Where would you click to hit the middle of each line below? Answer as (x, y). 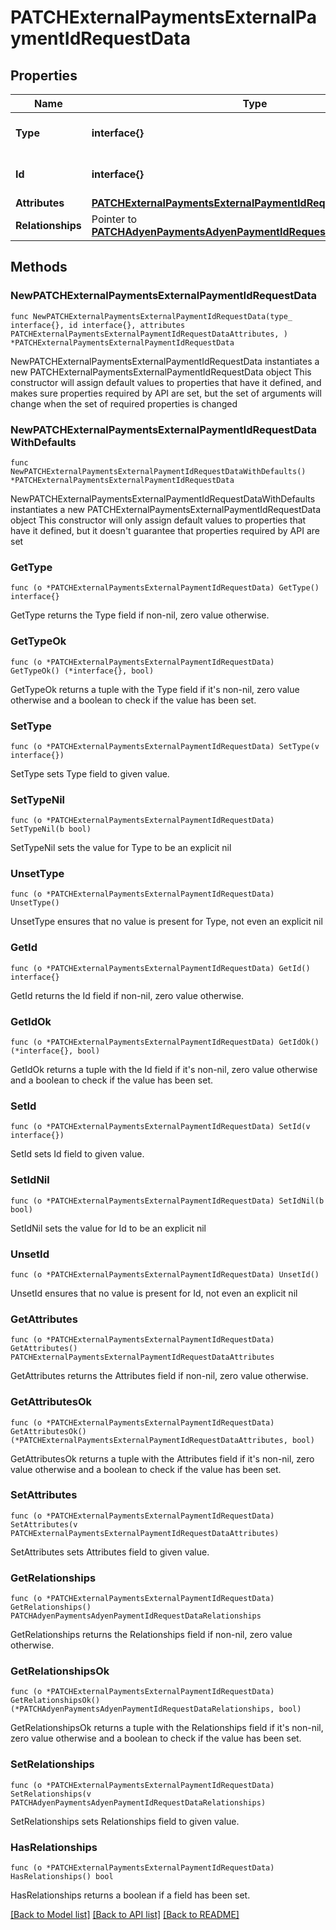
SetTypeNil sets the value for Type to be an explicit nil (121, 848)
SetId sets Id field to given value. (77, 1154)
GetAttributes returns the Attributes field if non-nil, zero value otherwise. (159, 1376)
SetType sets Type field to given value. (90, 773)
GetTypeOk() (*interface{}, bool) (82, 671)
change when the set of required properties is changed (124, 403)
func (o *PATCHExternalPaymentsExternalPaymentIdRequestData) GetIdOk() (165, 1042)
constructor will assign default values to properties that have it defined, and (166, 382)
